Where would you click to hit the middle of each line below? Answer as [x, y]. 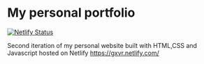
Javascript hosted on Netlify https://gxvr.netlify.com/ [83, 53]
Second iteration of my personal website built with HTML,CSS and [102, 45]
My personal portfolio [71, 13]
